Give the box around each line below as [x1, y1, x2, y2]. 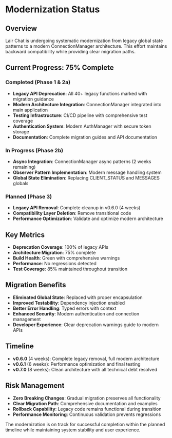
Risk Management [5, 381, 65, 390]
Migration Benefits [5, 281, 66, 289]
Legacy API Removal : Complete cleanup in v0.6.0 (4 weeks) [12, 205, 141, 211]
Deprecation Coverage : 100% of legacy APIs [12, 244, 109, 250]
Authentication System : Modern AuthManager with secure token [12, 123, 151, 129]
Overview [5, 24, 37, 33]
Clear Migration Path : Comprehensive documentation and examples [12, 400, 158, 406]
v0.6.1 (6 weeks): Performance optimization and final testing [12, 361, 141, 367]
